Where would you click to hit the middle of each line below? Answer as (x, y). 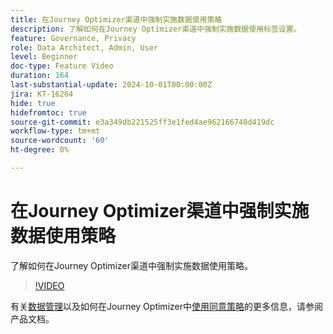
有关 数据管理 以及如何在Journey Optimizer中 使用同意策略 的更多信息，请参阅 (166, 306)
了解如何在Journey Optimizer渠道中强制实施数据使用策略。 (131, 265)
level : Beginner (44, 57)
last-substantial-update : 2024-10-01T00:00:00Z (111, 85)
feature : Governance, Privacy (73, 38)
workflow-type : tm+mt (55, 131)
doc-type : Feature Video (62, 66)
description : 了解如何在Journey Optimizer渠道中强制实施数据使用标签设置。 (156, 29)
